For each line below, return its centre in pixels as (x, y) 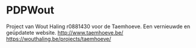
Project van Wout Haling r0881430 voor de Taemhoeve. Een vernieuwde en (98, 26)
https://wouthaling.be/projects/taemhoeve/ (59, 39)
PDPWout (30, 10)
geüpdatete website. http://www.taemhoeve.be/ (65, 32)
